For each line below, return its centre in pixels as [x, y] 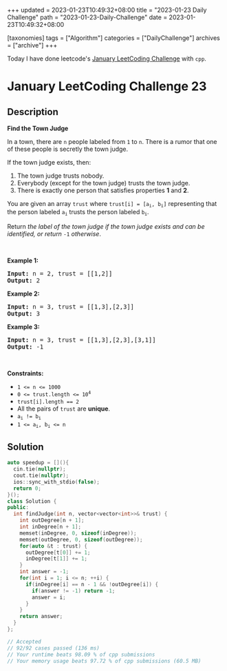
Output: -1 [25, 347]
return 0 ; [27, 488]
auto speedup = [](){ [38, 463]
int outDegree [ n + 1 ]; [52, 520]
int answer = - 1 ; [44, 572]
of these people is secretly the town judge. [68, 149]
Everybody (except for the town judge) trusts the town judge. [104, 183]
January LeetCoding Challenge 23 [107, 86]
